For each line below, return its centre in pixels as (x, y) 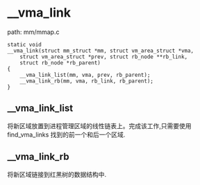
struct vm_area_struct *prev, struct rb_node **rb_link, (104, 57)
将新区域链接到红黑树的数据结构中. (57, 174)
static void (24, 44)
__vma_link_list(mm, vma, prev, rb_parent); (85, 75)
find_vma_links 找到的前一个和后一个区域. (66, 134)
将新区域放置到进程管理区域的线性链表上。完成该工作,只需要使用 (100, 125)
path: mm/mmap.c (33, 32)
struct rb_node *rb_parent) (60, 63)
